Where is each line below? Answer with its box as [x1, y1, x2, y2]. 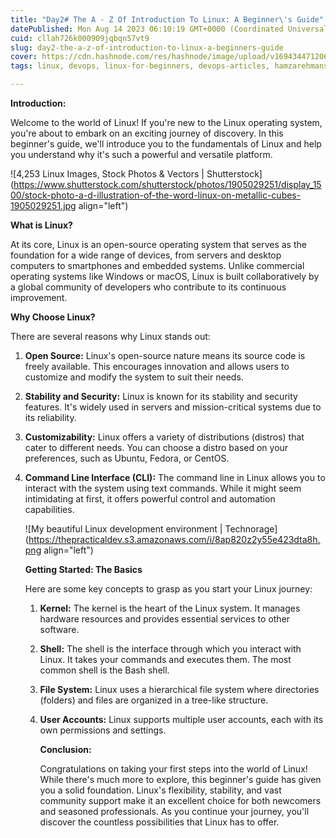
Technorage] [224, 523, 278, 535]
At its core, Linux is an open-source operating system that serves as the [10, 239, 307, 250]
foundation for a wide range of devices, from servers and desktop [10, 249, 282, 261]
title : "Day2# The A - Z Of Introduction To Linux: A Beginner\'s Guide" [10, 14, 325, 25]
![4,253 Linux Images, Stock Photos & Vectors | [10, 168, 205, 180]
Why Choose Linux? [10, 311, 96, 323]
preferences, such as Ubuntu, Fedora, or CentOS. [24, 452, 230, 464]
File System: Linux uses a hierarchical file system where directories [39, 684, 320, 695]
